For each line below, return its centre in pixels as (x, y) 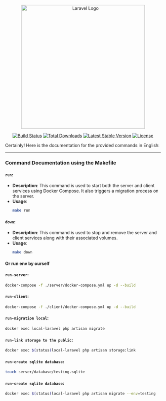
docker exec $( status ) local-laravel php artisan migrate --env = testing (80, 394)
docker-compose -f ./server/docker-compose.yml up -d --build (70, 285)
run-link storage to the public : (39, 340)
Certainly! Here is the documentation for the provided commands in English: (82, 145)
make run (21, 210)
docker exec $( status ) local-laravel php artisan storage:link (70, 351)
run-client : (17, 297)
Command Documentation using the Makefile (61, 162)
